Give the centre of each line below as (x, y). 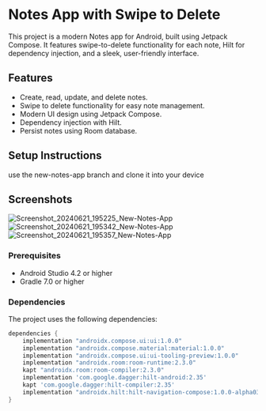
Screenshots (40, 199)
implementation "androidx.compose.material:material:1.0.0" (123, 348)
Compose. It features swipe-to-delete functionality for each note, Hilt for (127, 44)
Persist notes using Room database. (78, 130)
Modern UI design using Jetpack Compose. (91, 114)
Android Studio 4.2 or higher (66, 273)
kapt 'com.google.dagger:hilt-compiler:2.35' (99, 385)
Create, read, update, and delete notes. (84, 97)
